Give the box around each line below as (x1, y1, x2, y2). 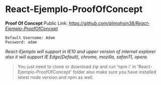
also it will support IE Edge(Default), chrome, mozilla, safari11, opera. (5, 54, 148, 60)
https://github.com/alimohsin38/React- (68, 20, 150, 26)
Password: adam (5, 39, 37, 45)
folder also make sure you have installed (72, 69, 156, 75)
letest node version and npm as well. (17, 74, 94, 80)
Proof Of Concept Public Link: (5, 20, 68, 26)
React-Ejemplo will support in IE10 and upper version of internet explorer (5, 48, 156, 54)
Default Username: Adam (5, 35, 55, 40)
